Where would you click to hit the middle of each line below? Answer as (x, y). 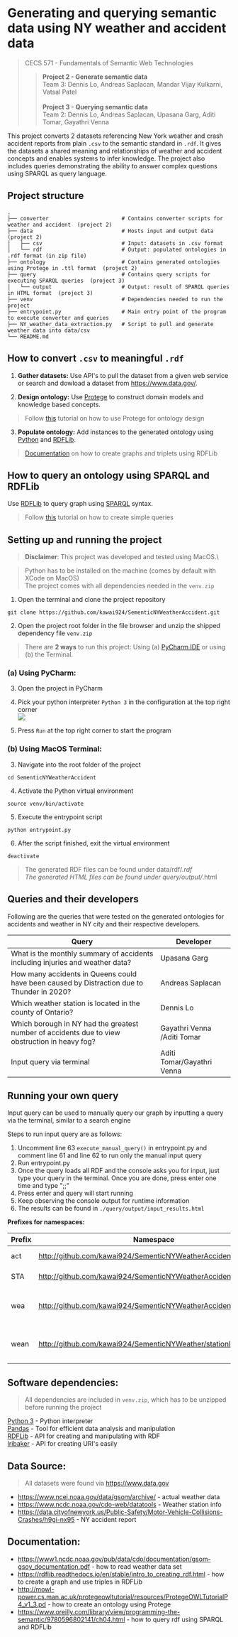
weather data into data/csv (49, 330)
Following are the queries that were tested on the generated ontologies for (116, 916)
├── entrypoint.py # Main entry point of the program (117, 312)
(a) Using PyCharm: (42, 673)
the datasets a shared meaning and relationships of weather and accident (115, 151)
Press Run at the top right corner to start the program (95, 730)
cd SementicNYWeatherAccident (52, 777)
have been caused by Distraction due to (77, 983)
